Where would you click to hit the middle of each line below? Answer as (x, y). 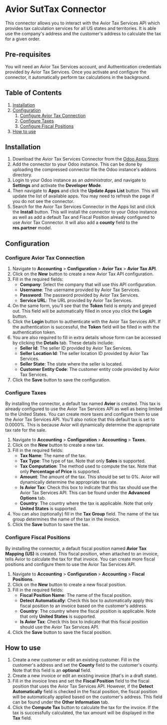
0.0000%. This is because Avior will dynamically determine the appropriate (82, 425)
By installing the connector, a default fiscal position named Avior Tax (76, 548)
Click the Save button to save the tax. (51, 525)
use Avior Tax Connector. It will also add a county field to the (75, 222)
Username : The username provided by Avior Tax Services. (80, 290)
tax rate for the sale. (26, 430)
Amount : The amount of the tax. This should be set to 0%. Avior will (90, 477)
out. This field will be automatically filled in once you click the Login (82, 311)
